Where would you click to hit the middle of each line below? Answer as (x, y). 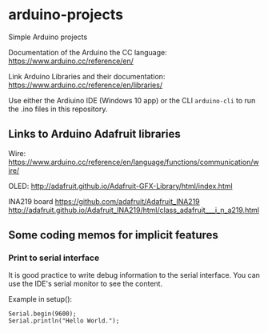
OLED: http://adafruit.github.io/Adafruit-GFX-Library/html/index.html (121, 186)
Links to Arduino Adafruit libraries (95, 134)
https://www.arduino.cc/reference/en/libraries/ (85, 85)
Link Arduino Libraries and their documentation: (87, 76)
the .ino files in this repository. (58, 109)
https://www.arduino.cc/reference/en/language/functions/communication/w (134, 162)
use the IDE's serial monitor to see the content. (85, 284)
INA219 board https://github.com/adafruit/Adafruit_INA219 (104, 201)
